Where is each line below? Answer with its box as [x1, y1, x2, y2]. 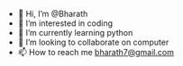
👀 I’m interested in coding [17, 18, 114, 29]
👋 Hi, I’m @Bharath [17, 9, 88, 19]
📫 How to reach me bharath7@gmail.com [17, 47, 174, 57]
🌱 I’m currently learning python [17, 28, 133, 37]
